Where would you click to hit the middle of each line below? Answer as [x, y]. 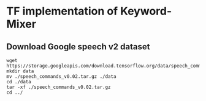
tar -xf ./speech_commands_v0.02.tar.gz [59, 87]
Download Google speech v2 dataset [78, 47]
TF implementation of [62, 11]
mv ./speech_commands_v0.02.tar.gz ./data [61, 77]
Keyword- [146, 11]
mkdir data [20, 71]
